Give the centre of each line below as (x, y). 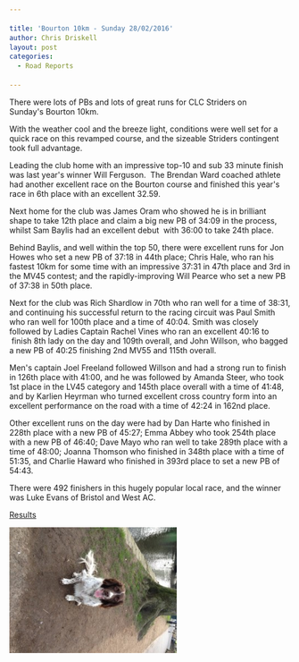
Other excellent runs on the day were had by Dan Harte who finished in (140, 423)
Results (23, 514)
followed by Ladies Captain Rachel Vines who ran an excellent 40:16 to (139, 331)
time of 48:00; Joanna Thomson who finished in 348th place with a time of (147, 451)
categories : (31, 57)
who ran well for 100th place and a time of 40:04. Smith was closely (134, 321)
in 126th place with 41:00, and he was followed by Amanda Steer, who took (146, 377)
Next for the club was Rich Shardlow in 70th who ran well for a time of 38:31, (150, 302)
